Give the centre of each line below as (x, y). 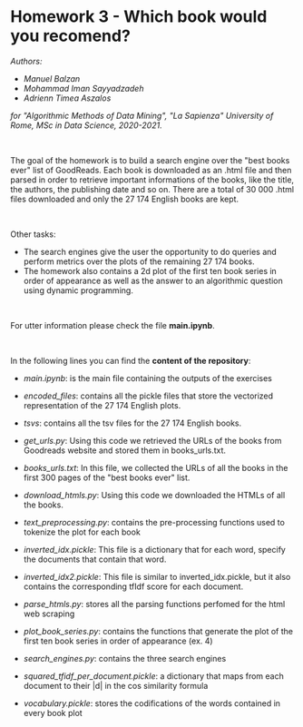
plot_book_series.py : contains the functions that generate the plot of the (158, 631)
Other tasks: (33, 234)
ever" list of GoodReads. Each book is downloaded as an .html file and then (151, 170)
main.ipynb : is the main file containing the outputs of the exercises (148, 378)
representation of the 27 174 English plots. (102, 405)
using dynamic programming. (78, 290)
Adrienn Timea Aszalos (67, 98)
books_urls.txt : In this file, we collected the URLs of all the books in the (156, 467)
